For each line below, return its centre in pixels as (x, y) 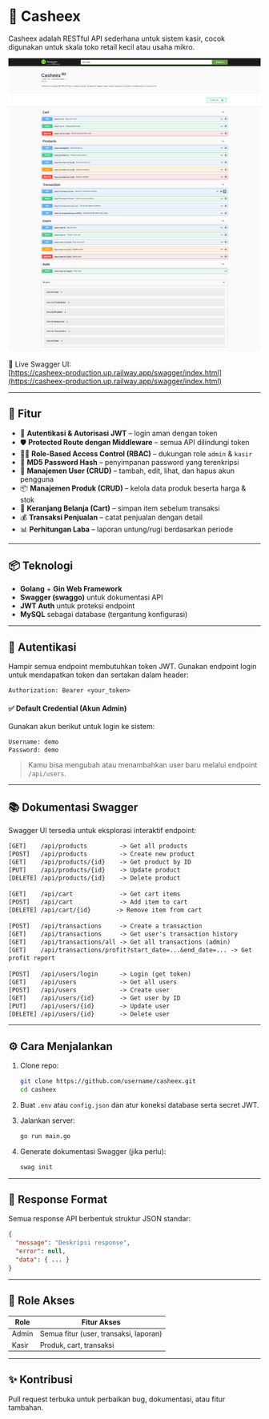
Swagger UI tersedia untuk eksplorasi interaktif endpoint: (102, 831)
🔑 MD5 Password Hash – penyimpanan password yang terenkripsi (129, 462)
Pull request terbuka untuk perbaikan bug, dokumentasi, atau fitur (117, 1399)
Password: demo (34, 750)
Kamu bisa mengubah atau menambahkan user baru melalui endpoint (143, 765)
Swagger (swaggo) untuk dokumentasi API (91, 597)
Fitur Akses (101, 1322)
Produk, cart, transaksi (77, 1345)
